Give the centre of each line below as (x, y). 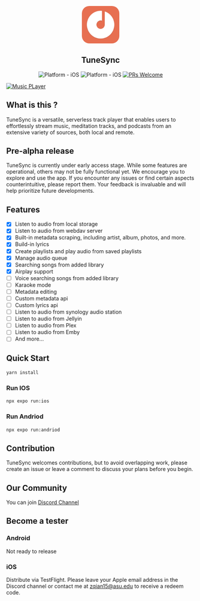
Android (18, 538)
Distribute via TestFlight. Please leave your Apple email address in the (92, 580)
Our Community (37, 488)
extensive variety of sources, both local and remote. (70, 132)
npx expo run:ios (28, 401)
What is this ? (32, 105)
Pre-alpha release (40, 151)
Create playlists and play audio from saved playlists (78, 251)
